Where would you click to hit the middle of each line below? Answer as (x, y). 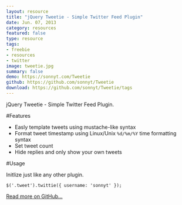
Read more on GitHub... (34, 196)
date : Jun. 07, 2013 (31, 22)
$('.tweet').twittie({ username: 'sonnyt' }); (64, 185)
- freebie (18, 50)
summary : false (25, 71)
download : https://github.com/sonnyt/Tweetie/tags (69, 88)
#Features (18, 115)
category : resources (31, 28)
